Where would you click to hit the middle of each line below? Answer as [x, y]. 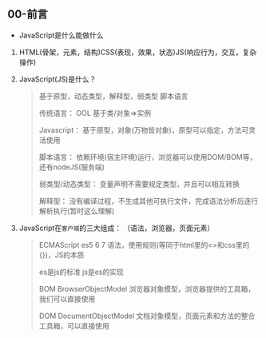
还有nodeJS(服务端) [72, 167]
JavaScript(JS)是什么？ [58, 79]
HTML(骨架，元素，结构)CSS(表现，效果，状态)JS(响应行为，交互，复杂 [138, 52]
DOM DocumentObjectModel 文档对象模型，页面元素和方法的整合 [147, 316]
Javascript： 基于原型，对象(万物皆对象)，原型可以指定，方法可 [144, 129]
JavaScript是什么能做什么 [62, 35]
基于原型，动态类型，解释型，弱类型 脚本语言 [113, 96]
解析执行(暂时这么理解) [77, 211]
